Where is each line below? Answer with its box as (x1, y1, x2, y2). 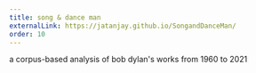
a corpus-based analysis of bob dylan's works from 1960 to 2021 (9, 54, 248, 65)
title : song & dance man (9, 12, 101, 22)
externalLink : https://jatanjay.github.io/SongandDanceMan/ (9, 21, 237, 30)
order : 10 (9, 29, 46, 38)
